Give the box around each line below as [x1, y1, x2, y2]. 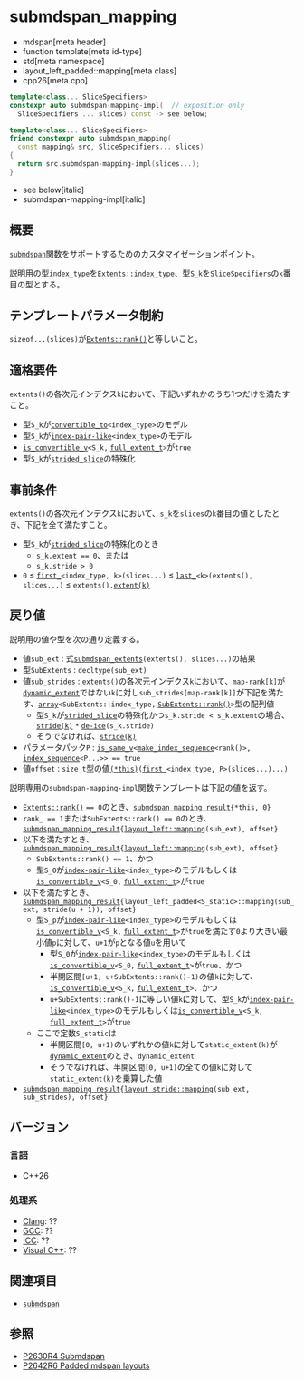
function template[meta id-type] [22, 45, 143, 56]
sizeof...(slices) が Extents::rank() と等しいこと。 [9, 334, 204, 345]
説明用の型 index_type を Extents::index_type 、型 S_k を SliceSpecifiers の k [9, 267, 283, 278]
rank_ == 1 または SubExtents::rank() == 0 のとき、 [22, 812, 213, 823]
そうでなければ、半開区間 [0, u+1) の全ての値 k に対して [49, 1061, 253, 1072]
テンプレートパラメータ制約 [9, 308, 164, 324]
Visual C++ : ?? [22, 1244, 77, 1255]
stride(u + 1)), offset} [43, 905, 138, 914]
